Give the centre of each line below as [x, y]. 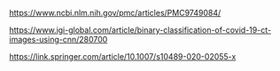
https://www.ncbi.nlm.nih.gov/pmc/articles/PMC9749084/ [115, 13]
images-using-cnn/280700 [58, 39]
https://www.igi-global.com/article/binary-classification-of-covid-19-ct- [140, 30]
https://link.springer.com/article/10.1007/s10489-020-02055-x [123, 56]
